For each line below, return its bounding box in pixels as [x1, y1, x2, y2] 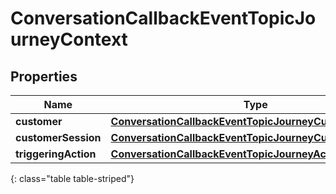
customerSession [15, 131, 102, 144]
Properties [10, 68, 78, 85]
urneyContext [10, 28, 128, 51]
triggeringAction [15, 147, 97, 161]
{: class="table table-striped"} [10, 173, 135, 184]
